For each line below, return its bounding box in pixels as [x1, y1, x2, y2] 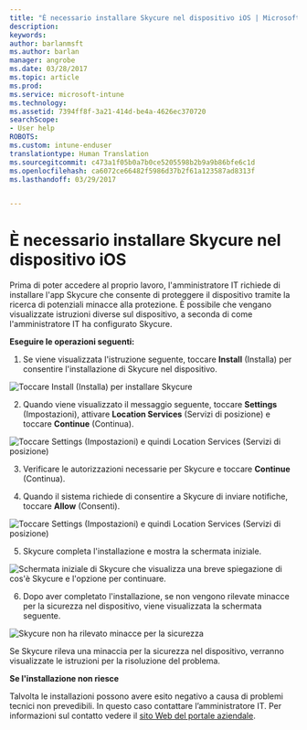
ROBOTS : [9, 132, 39, 142]
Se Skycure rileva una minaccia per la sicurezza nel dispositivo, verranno [9, 646, 285, 657]
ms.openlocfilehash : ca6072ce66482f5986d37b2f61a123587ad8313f [9, 166, 256, 175]
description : [9, 22, 59, 31]
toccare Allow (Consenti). [22, 501, 121, 512]
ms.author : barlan [9, 48, 79, 57]
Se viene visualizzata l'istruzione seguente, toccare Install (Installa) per [22, 354, 292, 365]
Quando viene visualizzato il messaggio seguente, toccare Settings [22, 399, 278, 410]
